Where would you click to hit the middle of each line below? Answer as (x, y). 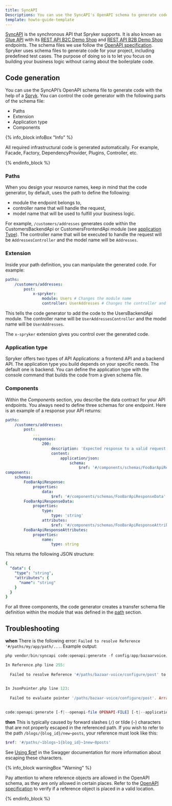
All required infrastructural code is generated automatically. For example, (82, 148)
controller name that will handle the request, (59, 208)
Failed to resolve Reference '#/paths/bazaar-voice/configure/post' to (88, 674)
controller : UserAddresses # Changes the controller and (104, 303)
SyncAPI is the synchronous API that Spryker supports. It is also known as (83, 34)
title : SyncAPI (21, 10)
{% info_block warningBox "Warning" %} (49, 767)
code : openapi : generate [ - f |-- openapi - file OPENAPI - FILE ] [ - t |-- (75, 712)
